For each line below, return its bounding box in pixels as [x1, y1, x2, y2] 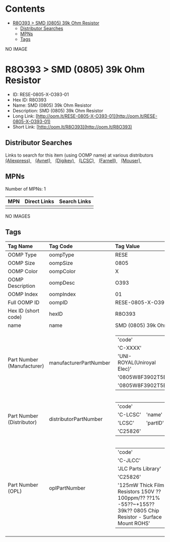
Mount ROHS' [117, 520, 150, 527]
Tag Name [8, 243, 33, 250]
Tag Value [115, 243, 140, 250]
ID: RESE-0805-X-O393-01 [12, 91, 69, 97]
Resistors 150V [117, 488, 155, 495]
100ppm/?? [117, 494, 146, 501]
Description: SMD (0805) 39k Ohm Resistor [12, 107, 104, 113]
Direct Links [24, 198, 55, 205]
